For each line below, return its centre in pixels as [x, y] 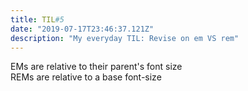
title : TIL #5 [37, 19]
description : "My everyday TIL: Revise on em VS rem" [125, 38]
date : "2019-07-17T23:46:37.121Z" [82, 29]
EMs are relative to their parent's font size [96, 67]
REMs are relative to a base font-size [86, 77]
